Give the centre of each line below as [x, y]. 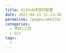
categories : [17, 24]
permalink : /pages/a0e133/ [33, 19]
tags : [11, 38]
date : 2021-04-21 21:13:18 [33, 15]
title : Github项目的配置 [29, 10]
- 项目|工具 [20, 29]
